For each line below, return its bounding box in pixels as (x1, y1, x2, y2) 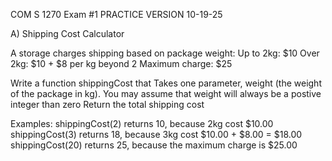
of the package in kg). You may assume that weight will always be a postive (10, 88, 322, 99)
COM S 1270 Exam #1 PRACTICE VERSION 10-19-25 (10, 9, 223, 20)
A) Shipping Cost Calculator (10, 28, 125, 39)
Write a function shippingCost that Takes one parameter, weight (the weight (10, 77, 322, 89)
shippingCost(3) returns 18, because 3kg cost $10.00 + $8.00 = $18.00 (10, 129, 303, 140)
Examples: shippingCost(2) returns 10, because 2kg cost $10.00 (10, 118, 274, 129)
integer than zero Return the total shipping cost (10, 99, 205, 110)
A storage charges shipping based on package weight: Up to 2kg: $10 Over (10, 47, 320, 59)
